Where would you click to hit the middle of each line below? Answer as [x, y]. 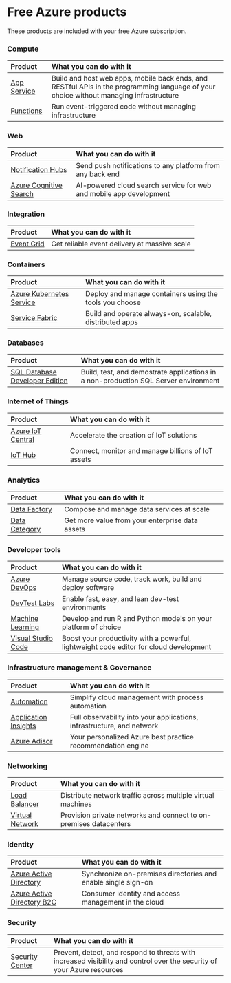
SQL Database [34, 372]
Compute [23, 49]
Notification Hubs [39, 169]
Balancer [25, 804]
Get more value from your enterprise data [131, 520]
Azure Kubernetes [40, 294]
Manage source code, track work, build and [132, 579]
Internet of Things [38, 401]
